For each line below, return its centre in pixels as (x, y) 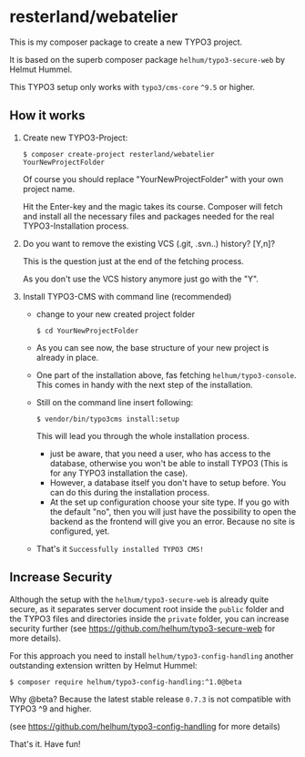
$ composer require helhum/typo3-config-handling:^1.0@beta (126, 682)
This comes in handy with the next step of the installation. (144, 384)
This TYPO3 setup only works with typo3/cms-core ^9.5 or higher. (132, 87)
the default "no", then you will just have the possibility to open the (173, 511)
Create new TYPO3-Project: (75, 138)
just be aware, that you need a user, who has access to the (160, 454)
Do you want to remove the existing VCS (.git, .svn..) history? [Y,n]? (149, 243)
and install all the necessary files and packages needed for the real (148, 216)
